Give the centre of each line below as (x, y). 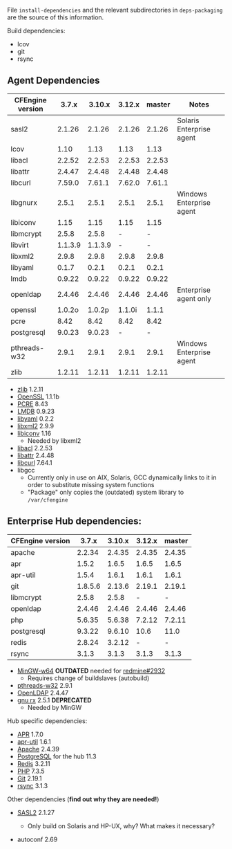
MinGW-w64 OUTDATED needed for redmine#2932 (91, 670)
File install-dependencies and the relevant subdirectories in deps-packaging (115, 10)
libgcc (26, 470)
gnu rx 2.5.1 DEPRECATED (54, 700)
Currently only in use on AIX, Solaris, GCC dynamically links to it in (122, 477)
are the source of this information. (56, 17)
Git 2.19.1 (30, 778)
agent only (194, 298)
